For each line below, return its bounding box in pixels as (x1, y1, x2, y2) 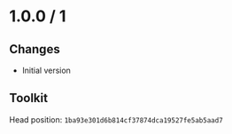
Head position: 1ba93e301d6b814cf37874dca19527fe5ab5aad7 (9, 114, 223, 125)
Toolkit (9, 91, 49, 106)
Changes (9, 42, 60, 57)
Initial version (21, 65, 71, 75)
